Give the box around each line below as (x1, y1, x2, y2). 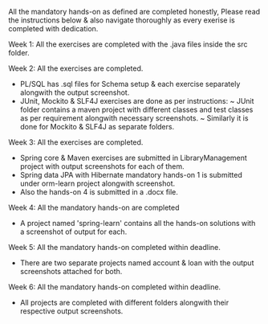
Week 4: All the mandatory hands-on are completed (8, 203, 180, 212)
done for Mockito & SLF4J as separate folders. (19, 122, 175, 131)
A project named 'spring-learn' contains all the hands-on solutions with (19, 219, 256, 228)
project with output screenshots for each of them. (19, 162, 185, 171)
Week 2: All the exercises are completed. (8, 64, 144, 73)
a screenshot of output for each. (19, 227, 128, 236)
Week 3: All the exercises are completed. (8, 137, 144, 147)
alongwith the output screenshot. (19, 88, 130, 97)
